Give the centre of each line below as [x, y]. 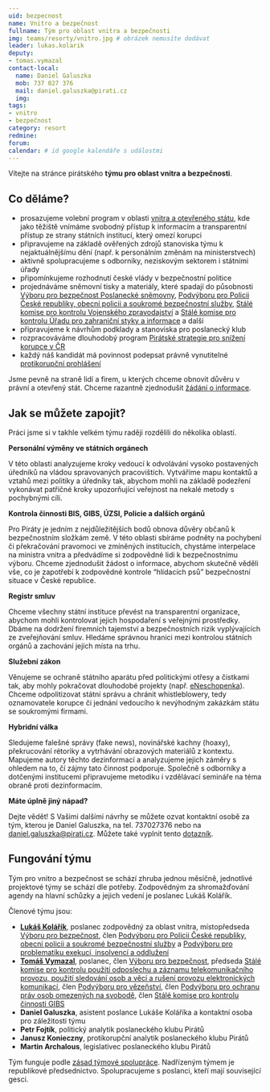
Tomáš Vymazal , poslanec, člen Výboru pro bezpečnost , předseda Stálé [141, 961]
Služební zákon [35, 662]
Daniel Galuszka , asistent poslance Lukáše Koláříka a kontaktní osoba [136, 1012]
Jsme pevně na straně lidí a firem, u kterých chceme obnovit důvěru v [124, 379]
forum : [19, 143]
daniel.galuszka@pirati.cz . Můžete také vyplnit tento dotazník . [111, 833]
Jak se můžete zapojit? [67, 413]
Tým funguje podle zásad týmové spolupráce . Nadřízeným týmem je [121, 1062]
